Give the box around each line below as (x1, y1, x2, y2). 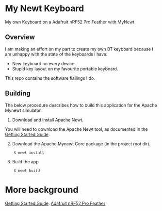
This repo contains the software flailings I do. (5, 75, 96, 81)
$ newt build (14, 168, 40, 173)
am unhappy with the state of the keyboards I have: (5, 51, 108, 57)
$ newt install (14, 150, 45, 155)
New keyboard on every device (12, 60, 75, 66)
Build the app (12, 158, 39, 164)
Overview (5, 33, 35, 41)
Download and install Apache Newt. (12, 117, 84, 123)
